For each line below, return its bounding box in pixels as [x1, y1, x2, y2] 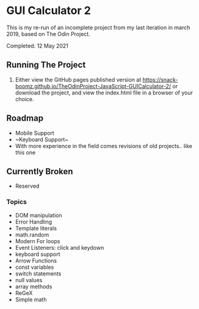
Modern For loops [15, 237, 60, 244]
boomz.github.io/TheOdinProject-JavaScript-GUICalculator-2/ [15, 82, 172, 90]
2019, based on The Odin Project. [6, 30, 90, 37]
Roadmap [6, 113, 44, 124]
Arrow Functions [15, 257, 57, 264]
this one [15, 149, 36, 156]
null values [15, 276, 43, 283]
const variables [15, 263, 54, 271]
